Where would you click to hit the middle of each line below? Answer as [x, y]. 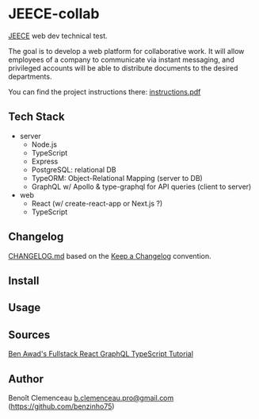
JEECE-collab [54, 14]
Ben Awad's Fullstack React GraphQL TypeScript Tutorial [101, 354]
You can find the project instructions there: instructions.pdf [105, 91]
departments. [30, 76]
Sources [29, 334]
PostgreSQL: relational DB [74, 169]
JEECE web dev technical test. [58, 36]
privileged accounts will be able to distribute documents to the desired [123, 67]
